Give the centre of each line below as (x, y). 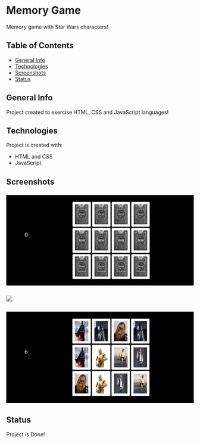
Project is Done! (26, 434)
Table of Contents (40, 46)
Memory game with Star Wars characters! (57, 27)
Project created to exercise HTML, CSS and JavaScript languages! (87, 112)
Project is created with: (35, 145)
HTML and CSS (34, 157)
